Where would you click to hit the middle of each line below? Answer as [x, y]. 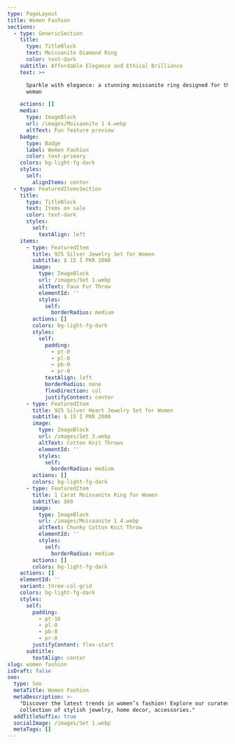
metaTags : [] [33, 729]
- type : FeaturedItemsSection [57, 189]
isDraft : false [29, 671]
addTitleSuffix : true [45, 716]
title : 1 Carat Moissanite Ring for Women [95, 495]
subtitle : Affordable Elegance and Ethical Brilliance [101, 66]
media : [29, 111]
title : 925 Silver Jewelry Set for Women [94, 254]
